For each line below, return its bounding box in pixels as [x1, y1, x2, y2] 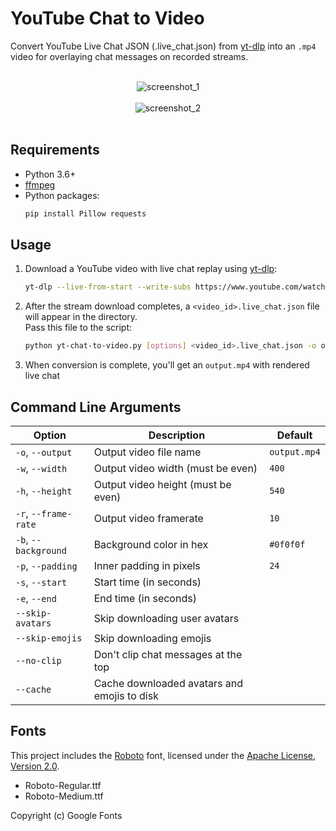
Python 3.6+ [24, 168, 77, 180]
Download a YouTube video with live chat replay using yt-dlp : [24, 263, 278, 275]
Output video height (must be [93, 478, 232, 491]
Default [276, 428, 313, 442]
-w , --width [15, 462, 68, 475]
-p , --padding [15, 559, 78, 572]
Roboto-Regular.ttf [24, 779, 102, 791]
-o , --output [15, 445, 73, 459]
